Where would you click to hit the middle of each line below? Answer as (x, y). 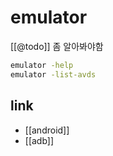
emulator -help (42, 65)
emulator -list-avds (53, 74)
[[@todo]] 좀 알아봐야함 (57, 46)
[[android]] (47, 130)
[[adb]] (39, 140)
